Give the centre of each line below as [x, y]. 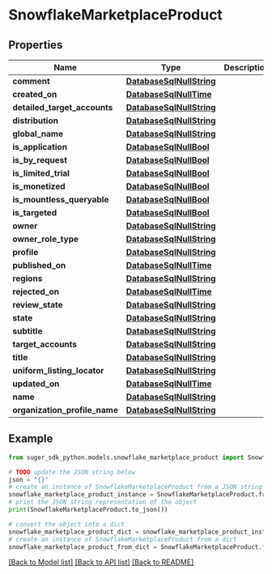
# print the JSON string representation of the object [103, 502]
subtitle [28, 331]
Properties [36, 45]
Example [31, 439]
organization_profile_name [66, 410]
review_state [38, 305]
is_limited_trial [41, 173]
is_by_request [40, 160]
